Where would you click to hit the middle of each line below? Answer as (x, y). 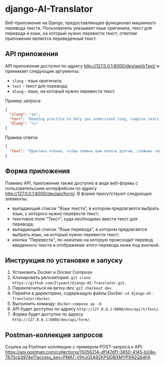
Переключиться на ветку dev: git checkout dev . (62, 288)
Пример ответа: (22, 138)
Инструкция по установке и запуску (64, 260)
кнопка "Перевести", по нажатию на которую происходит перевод (82, 240)
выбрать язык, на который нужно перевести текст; (66, 234)
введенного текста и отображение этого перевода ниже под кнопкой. (86, 245)
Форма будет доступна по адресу (48, 314)
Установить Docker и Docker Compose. (53, 272)
